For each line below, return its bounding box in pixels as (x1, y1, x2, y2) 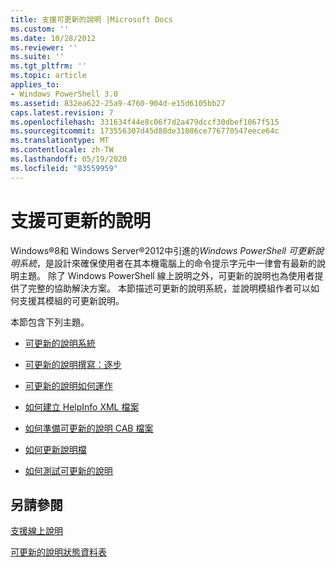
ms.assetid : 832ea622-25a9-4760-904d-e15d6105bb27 (10, 98, 226, 108)
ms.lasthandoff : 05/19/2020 (10, 154, 128, 164)
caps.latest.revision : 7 (10, 107, 114, 118)
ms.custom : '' (10, 24, 70, 34)
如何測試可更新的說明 (24, 464, 113, 476)
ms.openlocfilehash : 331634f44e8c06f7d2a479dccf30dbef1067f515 (10, 117, 280, 127)
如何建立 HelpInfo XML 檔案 (24, 401, 140, 413)
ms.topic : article (10, 71, 87, 81)
